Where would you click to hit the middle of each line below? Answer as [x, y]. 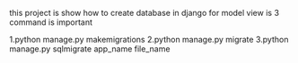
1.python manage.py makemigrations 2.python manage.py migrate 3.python [149, 39]
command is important [51, 22]
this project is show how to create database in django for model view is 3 [145, 13]
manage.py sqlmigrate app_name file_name [90, 49]
